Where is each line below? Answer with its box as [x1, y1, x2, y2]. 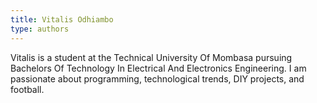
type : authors [10, 24, 70, 34]
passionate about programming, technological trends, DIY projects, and [10, 72, 305, 85]
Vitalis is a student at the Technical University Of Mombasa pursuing [10, 51, 293, 63]
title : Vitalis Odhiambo [10, 14, 114, 25]
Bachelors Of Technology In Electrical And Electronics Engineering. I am [10, 62, 307, 74]
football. [10, 83, 45, 95]
